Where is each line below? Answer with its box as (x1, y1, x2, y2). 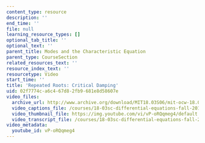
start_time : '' (6, 77, 45, 83)
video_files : (6, 94, 40, 100)
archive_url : (12, 99, 45, 105)
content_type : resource (6, 9, 67, 15)
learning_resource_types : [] (6, 32, 81, 38)
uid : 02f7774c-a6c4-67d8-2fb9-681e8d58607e (6, 88, 119, 94)
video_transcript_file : (12, 116, 72, 122)
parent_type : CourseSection (6, 54, 78, 60)
